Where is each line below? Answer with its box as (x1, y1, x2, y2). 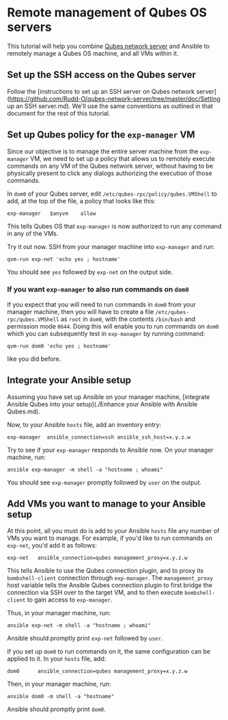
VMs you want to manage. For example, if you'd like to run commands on (7, 534, 213, 542)
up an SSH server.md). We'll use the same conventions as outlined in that (7, 101, 214, 110)
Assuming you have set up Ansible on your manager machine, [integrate (7, 392, 210, 401)
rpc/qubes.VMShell (7, 316, 59, 323)
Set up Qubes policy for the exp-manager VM (7, 129, 196, 141)
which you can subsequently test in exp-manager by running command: (7, 329, 205, 337)
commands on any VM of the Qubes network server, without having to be (7, 162, 214, 170)
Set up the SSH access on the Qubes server (7, 69, 197, 81)
